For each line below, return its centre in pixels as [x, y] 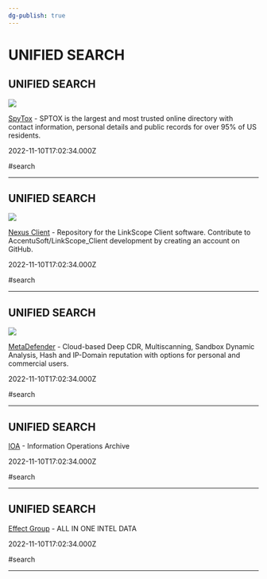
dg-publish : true [37, 16]
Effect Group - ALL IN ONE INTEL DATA [73, 528]
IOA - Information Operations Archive [69, 446]
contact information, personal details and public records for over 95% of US [132, 126]
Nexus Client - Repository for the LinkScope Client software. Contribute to [130, 232]
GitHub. [21, 249]
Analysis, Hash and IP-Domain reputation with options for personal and [124, 356]
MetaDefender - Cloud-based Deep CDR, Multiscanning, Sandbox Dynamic [132, 347]
